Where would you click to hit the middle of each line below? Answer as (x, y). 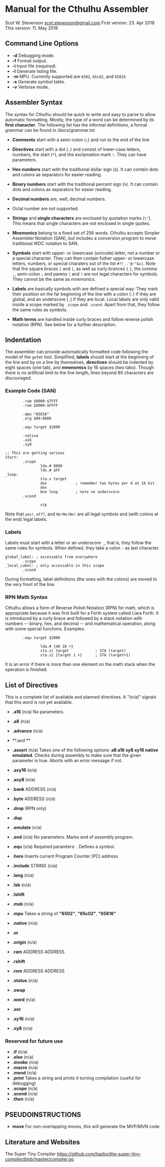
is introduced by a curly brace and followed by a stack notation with (74, 619)
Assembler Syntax (34, 102)
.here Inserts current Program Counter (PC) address (65, 856)
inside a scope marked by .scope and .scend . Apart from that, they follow (86, 304)
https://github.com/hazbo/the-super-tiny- (99, 1154)
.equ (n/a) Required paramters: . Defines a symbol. (64, 847)
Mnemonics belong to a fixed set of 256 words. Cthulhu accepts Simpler (86, 233)
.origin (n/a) (25, 942)
